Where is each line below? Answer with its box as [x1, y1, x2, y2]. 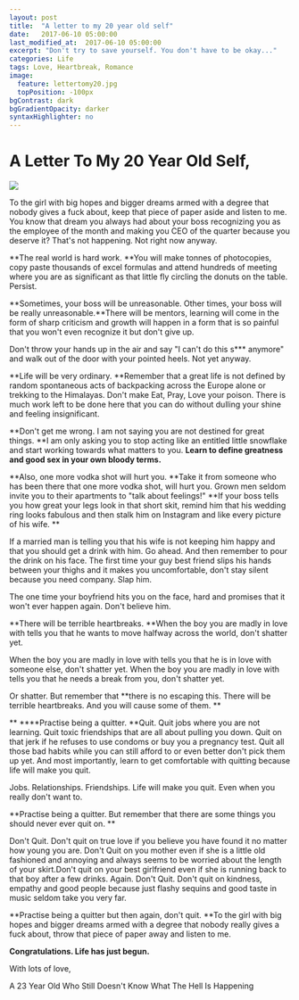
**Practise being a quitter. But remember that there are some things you [9, 809, 277, 820]
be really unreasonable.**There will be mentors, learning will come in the [9, 308, 279, 318]
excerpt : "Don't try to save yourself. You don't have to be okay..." [9, 46, 278, 55]
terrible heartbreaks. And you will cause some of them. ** [9, 700, 221, 711]
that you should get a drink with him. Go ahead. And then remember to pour [9, 546, 287, 557]
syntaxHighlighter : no [9, 112, 94, 121]
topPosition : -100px [17, 87, 94, 96]
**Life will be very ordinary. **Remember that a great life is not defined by [9, 371, 286, 382]
